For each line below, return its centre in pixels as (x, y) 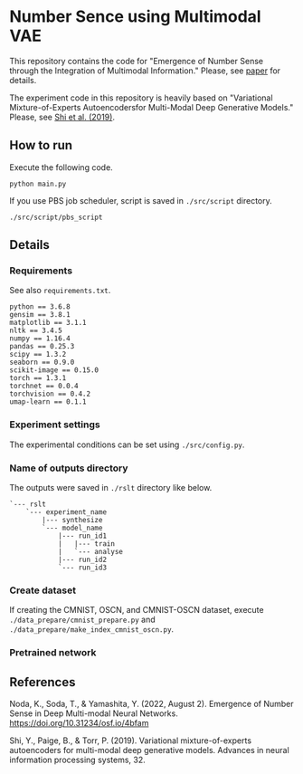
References (43, 682)
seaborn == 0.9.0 (42, 363)
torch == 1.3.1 (38, 378)
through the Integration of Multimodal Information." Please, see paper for (145, 71)
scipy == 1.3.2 (38, 355)
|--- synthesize (72, 521)
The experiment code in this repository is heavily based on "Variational (141, 98)
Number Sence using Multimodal (135, 17)
